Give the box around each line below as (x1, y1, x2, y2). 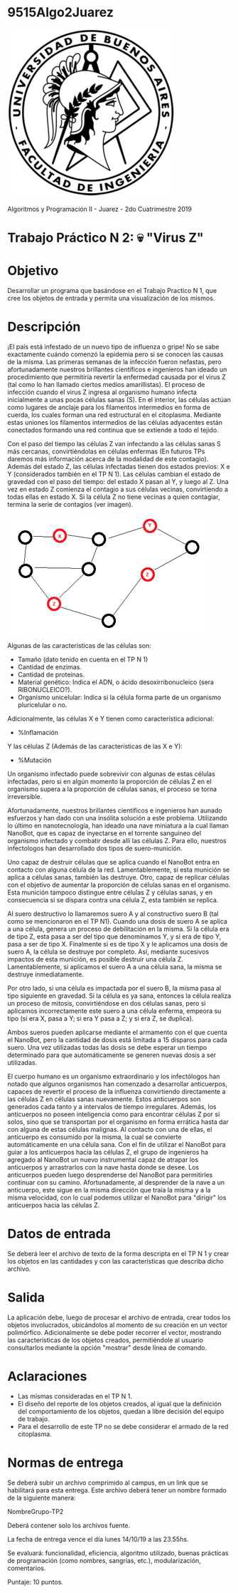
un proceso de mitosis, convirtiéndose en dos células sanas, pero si (7, 999, 206, 1007)
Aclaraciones (7, 1368, 87, 1385)
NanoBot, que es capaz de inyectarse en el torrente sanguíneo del (7, 829, 201, 837)
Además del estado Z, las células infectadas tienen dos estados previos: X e (7, 463, 231, 470)
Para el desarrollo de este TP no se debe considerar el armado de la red (17, 1422, 229, 1430)
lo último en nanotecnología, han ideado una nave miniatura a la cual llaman (7, 821, 229, 830)
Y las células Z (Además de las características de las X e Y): (7, 742, 183, 751)
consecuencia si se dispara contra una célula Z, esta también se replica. (7, 896, 219, 904)
